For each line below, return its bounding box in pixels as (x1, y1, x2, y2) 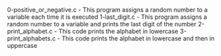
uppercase (7, 42, 38, 49)
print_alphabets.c (7, 34, 56, 43)
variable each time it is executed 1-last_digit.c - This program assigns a (7, 13, 207, 21)
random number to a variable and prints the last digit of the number (7, 20, 197, 28)
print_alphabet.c (7, 27, 53, 35)
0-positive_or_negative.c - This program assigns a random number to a (7, 6, 208, 13)
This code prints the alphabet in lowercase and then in (61, 34, 215, 43)
